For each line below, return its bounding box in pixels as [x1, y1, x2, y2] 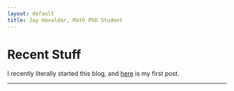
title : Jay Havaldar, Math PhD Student [7, 17, 123, 24]
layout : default [7, 10, 54, 17]
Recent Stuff [7, 47, 81, 63]
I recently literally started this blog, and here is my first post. [7, 69, 180, 78]
